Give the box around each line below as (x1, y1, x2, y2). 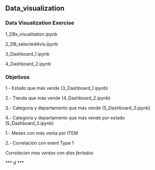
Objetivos (5, 74, 30, 81)
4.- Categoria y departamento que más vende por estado (5, 114, 126, 120)
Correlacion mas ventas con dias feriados (5, 150, 94, 156)
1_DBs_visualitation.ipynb (5, 31, 57, 37)
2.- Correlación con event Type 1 (5, 140, 74, 146)
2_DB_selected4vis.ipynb (5, 41, 58, 47)
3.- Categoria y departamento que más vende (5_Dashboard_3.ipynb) (5, 105, 151, 111)
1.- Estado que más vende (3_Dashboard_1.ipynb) (5, 85, 108, 91)
